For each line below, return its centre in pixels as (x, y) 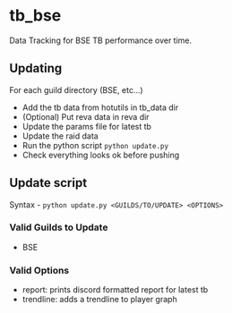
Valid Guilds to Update (59, 227)
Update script (48, 183)
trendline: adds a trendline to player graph (99, 300)
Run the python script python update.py (95, 145)
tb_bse (35, 16)
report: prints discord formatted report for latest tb (115, 290)
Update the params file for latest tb (87, 126)
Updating (36, 68)
